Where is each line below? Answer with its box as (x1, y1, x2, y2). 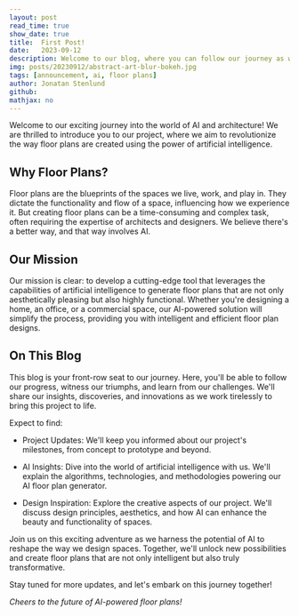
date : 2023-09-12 (9, 46, 82, 55)
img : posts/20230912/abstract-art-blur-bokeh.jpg (9, 63, 198, 72)
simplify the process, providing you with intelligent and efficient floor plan (9, 313, 279, 324)
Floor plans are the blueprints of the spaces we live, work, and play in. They (9, 188, 287, 199)
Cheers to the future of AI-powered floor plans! (9, 596, 182, 607)
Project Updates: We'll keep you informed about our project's (21, 435, 247, 445)
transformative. (9, 562, 65, 572)
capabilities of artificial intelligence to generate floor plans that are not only (9, 285, 285, 295)
